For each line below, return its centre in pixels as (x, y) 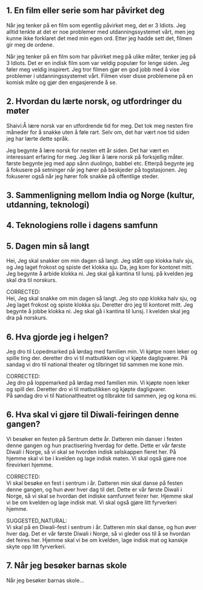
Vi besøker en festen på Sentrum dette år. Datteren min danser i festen (95, 439)
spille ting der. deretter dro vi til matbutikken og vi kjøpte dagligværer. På (97, 358)
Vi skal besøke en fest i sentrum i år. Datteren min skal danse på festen (95, 483)
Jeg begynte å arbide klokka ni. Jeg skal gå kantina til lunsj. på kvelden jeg (100, 274)
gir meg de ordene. (30, 44)
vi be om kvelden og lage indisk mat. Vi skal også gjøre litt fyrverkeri (92, 502)
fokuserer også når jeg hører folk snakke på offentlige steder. (83, 176)
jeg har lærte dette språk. (38, 138)
